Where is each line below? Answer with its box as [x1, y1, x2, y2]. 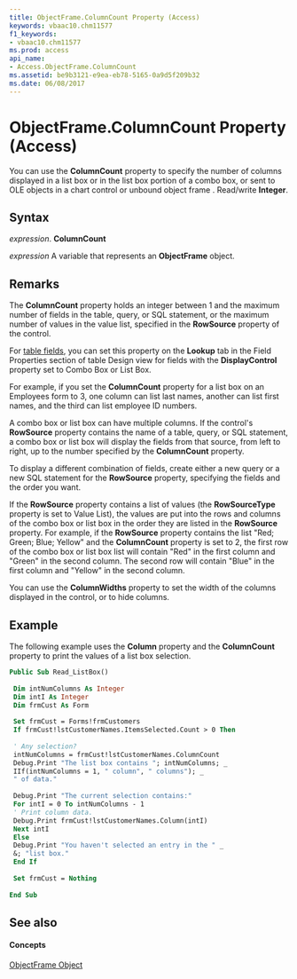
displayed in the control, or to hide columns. [9, 592, 170, 603]
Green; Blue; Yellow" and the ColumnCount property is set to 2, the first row [9, 537, 289, 548]
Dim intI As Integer [12, 692, 90, 701]
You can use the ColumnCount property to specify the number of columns [9, 165, 282, 176]
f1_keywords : [9, 29, 58, 38]
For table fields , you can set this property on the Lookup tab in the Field [9, 345, 272, 356]
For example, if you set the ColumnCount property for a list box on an [9, 382, 264, 392]
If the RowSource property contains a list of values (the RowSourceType [9, 499, 277, 510]
